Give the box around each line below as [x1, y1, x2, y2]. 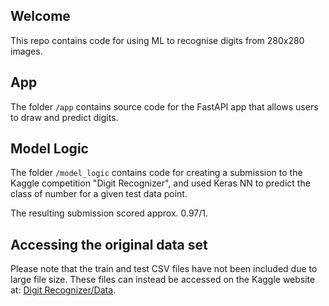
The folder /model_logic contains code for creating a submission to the [10, 167, 303, 179]
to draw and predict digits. [10, 111, 119, 123]
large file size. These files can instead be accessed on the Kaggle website [10, 274, 316, 286]
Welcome [10, 8, 71, 25]
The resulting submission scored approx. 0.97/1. [10, 207, 209, 219]
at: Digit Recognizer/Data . [10, 284, 117, 296]
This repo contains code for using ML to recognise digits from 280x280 [10, 34, 305, 46]
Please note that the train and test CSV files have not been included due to [10, 263, 318, 275]
